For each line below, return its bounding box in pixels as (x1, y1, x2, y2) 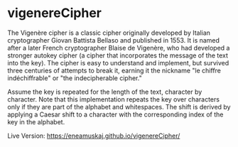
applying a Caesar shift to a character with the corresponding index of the (7, 110, 224, 119)
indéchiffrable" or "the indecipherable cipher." (7, 73, 142, 82)
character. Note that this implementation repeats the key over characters (7, 94, 220, 104)
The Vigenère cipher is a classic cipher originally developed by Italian (7, 28, 211, 37)
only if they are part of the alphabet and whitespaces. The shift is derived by (7, 102, 231, 111)
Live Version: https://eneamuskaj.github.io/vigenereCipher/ (7, 131, 180, 140)
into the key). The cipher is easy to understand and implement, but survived (7, 58, 229, 67)
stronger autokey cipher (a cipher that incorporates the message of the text (7, 51, 229, 60)
